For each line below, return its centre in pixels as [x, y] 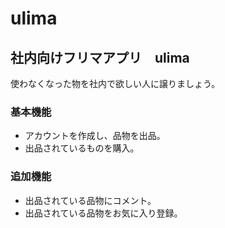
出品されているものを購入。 [82, 148]
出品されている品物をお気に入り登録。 [103, 213]
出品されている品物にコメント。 [90, 200]
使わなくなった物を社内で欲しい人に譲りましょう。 [115, 83]
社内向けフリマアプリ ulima [100, 57]
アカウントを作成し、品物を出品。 [95, 136]
